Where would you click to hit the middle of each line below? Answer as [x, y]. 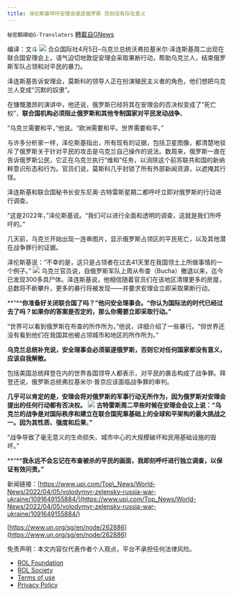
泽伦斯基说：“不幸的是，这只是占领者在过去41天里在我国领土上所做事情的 [112, 262]
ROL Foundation [40, 563]
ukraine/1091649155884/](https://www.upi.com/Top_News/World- [102, 499]
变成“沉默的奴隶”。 [46, 89]
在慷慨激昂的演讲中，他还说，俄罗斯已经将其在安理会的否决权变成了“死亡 [112, 104]
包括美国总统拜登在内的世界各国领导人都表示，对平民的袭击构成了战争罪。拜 [116, 373]
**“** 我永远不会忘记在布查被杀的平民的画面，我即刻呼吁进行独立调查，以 [112, 460]
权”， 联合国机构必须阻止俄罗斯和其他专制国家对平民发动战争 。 [97, 113]
